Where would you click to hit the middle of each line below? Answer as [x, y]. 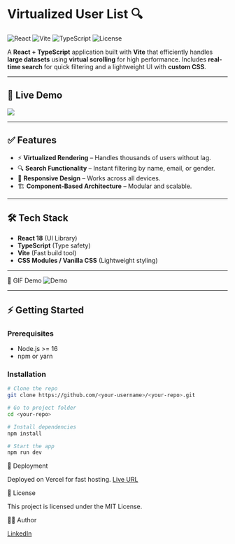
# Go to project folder [42, 408]
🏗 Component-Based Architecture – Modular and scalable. [105, 186]
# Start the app [31, 446]
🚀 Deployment [28, 466]
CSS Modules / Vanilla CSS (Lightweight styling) [88, 261]
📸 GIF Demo [24, 280]
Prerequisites [30, 334]
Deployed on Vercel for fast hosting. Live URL [73, 480]
